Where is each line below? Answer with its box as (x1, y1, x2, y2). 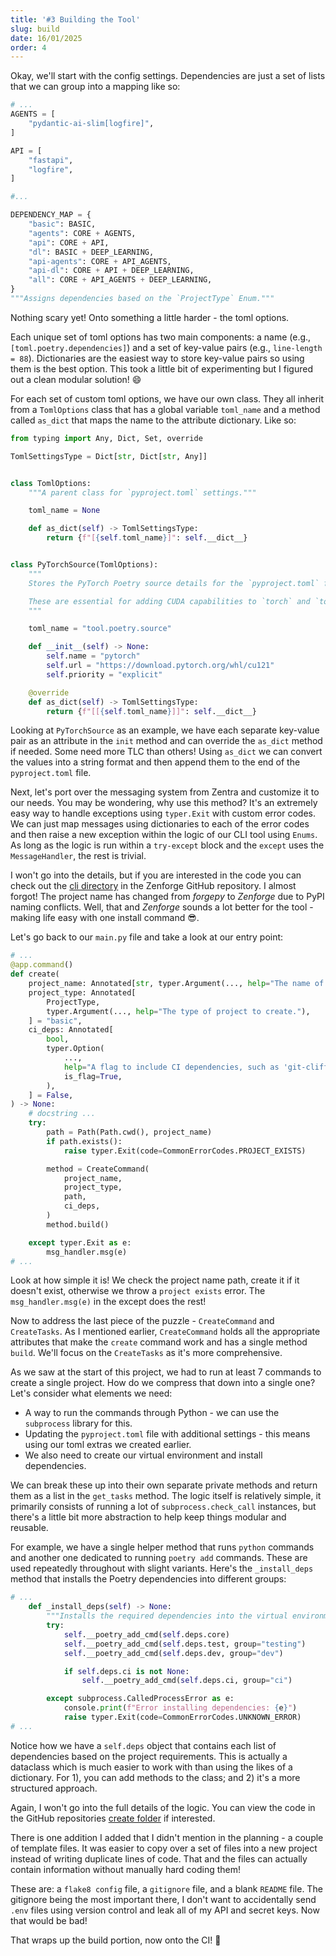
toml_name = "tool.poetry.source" (28, 624, 172, 634)
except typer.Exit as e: (28, 1237, 132, 1248)
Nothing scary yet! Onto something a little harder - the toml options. (10, 311, 290, 323)
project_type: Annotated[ (28, 987, 137, 998)
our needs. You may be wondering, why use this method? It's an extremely (10, 797, 318, 809)
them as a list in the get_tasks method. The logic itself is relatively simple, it (10, 1490, 322, 1502)
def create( (10, 969, 60, 980)
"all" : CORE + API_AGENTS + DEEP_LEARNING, (28, 275, 213, 285)
